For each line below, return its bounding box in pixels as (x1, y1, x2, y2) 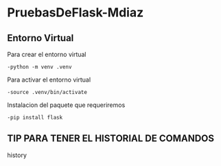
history (7, 151, 27, 159)
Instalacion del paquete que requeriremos (7, 101, 126, 109)
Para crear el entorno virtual (7, 50, 86, 58)
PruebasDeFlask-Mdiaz (7, 5, 144, 21)
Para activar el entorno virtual (7, 75, 91, 84)
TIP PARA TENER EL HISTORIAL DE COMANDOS (7, 132, 215, 145)
